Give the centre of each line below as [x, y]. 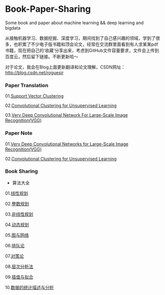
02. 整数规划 [17, 203]
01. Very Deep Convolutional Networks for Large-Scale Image [67, 144]
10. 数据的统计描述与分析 [29, 287]
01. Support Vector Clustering [34, 96]
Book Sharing [22, 171]
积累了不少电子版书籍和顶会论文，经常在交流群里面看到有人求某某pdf [88, 44]
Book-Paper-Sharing [48, 9]
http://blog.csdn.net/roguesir [34, 72]
